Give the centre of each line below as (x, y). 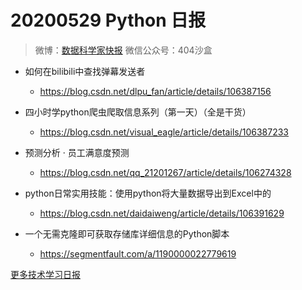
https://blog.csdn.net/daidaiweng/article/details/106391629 (162, 213)
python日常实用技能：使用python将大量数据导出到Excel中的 (148, 193)
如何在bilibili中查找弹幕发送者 (85, 71)
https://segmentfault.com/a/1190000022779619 (138, 253)
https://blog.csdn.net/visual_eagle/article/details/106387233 (164, 132)
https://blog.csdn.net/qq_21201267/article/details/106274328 (165, 172)
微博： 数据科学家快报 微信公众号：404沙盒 (123, 50)
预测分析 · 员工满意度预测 (77, 152)
